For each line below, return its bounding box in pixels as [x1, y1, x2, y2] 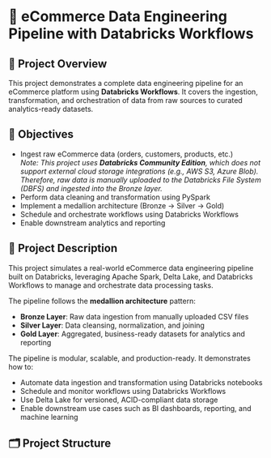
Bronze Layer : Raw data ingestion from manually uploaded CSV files [19, 311, 249, 321]
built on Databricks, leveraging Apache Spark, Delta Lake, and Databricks [8, 272, 253, 281]
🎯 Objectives [8, 127, 74, 141]
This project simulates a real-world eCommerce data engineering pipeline [8, 263, 254, 272]
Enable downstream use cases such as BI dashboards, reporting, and [19, 403, 252, 413]
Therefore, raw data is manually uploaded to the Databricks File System [19, 174, 261, 185]
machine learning [19, 412, 78, 422]
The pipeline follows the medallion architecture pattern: [8, 296, 197, 306]
